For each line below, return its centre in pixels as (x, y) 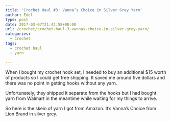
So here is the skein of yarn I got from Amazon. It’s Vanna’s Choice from (81, 108)
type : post (17, 19)
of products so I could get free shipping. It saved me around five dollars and (85, 77)
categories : (18, 34)
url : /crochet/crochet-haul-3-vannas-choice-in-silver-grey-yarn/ (77, 29)
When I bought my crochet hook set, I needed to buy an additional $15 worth (86, 72)
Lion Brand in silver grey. (31, 114)
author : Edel (19, 15)
